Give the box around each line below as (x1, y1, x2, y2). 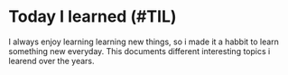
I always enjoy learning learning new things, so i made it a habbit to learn (8, 36, 279, 47)
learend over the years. (8, 55, 96, 66)
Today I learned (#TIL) (8, 6, 177, 27)
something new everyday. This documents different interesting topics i (8, 45, 271, 56)
